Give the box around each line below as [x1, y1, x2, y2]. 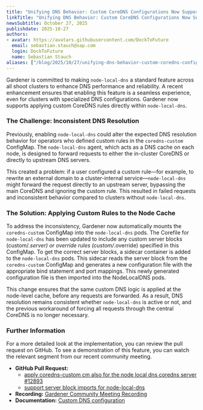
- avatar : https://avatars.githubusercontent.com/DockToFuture [6, 37, 169, 43]
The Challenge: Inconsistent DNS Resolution [6, 117, 140, 125]
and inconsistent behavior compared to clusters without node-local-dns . [6, 194, 186, 201]
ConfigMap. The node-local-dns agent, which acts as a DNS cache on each [6, 143, 195, 151]
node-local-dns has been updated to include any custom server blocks [6, 235, 182, 242]
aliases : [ [6, 59, 34, 65]
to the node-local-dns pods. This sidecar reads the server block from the [6, 255, 188, 262]
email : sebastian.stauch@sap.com [11, 43, 96, 49]
